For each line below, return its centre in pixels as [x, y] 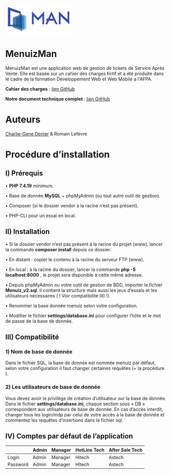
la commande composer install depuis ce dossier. [58, 249]
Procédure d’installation [58, 155]
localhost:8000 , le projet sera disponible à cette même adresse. [74, 275]
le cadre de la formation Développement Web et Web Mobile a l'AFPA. [79, 79]
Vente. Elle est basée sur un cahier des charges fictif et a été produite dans [84, 73]
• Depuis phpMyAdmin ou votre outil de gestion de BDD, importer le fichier [84, 285]
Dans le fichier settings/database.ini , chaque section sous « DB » [75, 404]
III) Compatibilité [32, 337]
